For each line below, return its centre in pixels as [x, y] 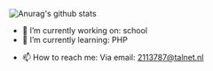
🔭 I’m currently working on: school [85, 30]
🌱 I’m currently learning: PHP [75, 40]
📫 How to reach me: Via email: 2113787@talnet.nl [113, 57]
